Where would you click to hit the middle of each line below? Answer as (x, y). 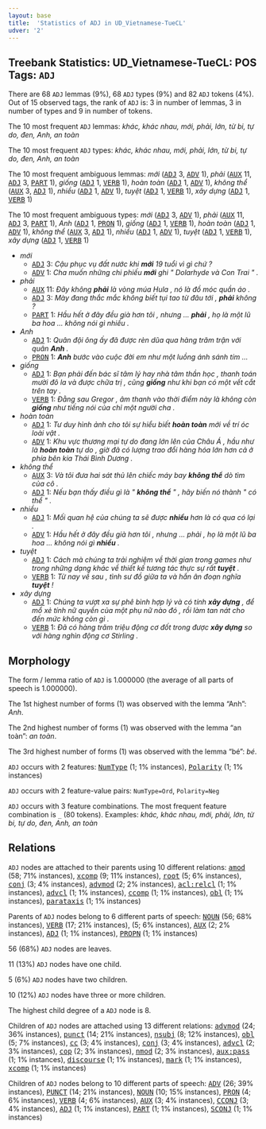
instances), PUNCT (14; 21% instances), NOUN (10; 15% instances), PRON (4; (130, 1092)
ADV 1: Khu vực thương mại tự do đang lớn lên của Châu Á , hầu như (143, 441)
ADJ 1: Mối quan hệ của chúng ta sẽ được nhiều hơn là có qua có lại (143, 518)
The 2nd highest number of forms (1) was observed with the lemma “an (125, 727)
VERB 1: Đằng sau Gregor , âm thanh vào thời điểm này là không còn (144, 399)
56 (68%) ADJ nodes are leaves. (60, 949)
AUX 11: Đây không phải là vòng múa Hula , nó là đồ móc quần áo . (141, 289)
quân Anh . (50, 349)
